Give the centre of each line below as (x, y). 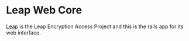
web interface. (23, 32)
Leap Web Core (44, 10)
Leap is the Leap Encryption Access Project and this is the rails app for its (95, 26)
